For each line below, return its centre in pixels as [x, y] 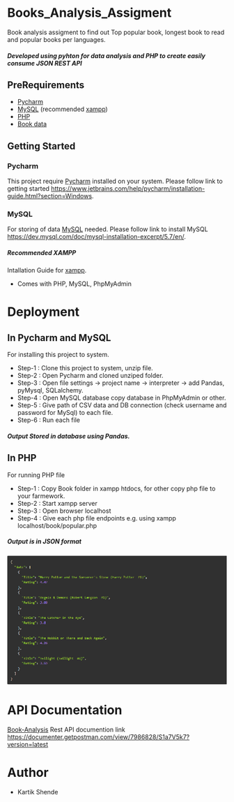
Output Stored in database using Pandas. [69, 436]
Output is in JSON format [45, 541]
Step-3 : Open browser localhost [64, 511]
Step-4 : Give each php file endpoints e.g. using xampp [96, 518]
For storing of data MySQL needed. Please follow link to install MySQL [108, 229]
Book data [32, 124]
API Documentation [65, 710]
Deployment [44, 312]
